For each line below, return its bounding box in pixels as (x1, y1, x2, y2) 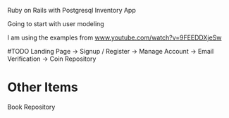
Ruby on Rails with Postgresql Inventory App (7, 6, 136, 14)
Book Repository (7, 102, 56, 111)
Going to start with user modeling (7, 20, 104, 28)
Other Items (7, 79, 79, 95)
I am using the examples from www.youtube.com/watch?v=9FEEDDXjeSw (7, 33, 222, 42)
